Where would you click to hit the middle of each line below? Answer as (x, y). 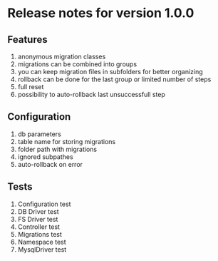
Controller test (39, 227)
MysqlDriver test (42, 249)
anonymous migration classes (62, 56)
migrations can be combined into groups (77, 64)
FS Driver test (38, 219)
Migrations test (40, 234)
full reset (31, 87)
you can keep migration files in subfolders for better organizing (110, 72)
